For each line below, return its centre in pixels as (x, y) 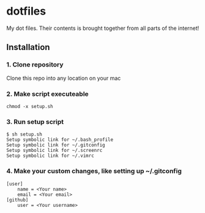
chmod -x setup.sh (30, 106)
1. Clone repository (35, 65)
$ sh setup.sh (24, 135)
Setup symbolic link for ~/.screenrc (54, 151)
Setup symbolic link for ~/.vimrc (50, 156)
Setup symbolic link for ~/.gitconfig (56, 145)
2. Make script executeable (47, 94)
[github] (17, 200)
